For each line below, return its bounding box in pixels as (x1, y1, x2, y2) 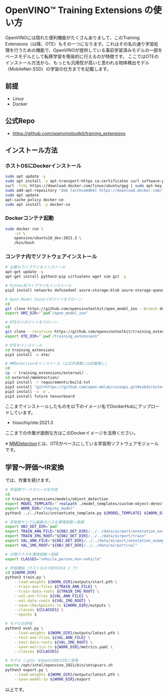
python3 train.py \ (5, 575, 46, 580)
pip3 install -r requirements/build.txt (5, 380, 91, 385)
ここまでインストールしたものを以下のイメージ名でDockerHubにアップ (5, 404, 151, 410)
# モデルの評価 (5, 621, 32, 626)
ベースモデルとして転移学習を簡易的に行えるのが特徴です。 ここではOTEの (5, 53, 159, 59)
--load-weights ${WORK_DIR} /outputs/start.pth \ (14, 579, 117, 585)
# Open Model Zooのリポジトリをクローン (5, 296, 82, 302)
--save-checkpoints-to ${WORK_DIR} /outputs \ (14, 603, 111, 608)
